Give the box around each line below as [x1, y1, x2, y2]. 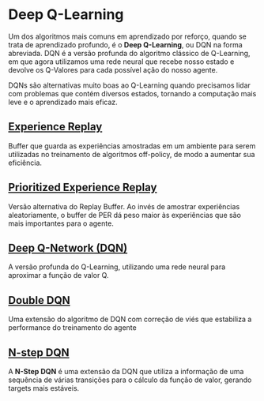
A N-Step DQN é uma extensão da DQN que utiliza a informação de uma [8, 367, 244, 376]
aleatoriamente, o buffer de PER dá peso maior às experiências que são [8, 210, 241, 219]
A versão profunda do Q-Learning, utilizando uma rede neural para [8, 262, 226, 272]
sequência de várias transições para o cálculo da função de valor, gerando [8, 375, 252, 384]
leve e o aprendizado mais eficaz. [8, 97, 119, 107]
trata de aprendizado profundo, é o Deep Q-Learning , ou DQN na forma [8, 39, 243, 49]
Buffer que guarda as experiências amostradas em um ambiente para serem [8, 141, 256, 151]
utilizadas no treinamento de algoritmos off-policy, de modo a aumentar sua [8, 149, 255, 159]
